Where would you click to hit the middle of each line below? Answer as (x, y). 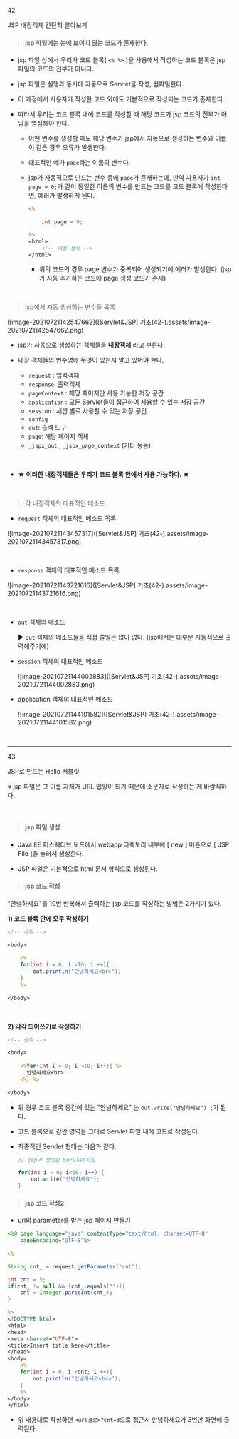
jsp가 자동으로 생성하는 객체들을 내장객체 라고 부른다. (91, 345)
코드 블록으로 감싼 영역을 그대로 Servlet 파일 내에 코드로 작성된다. (108, 1131)
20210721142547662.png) (46, 330)
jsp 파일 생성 (42, 827)
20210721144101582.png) (55, 722)
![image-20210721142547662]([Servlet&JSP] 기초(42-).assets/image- (109, 322)
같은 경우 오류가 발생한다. (71, 147)
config (38, 420)
